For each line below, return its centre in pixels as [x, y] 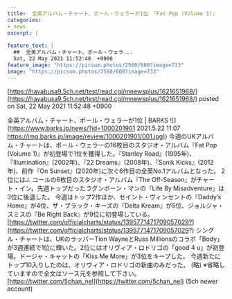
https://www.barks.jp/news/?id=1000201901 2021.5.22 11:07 [95, 128]
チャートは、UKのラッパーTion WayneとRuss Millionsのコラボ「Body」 [121, 239]
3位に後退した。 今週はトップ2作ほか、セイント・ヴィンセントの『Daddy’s [114, 197]
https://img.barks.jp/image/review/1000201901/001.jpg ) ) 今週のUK [101, 136]
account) [20, 289]
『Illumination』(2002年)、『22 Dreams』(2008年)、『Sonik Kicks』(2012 [110, 162]
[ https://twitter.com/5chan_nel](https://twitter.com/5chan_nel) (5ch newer [113, 281]
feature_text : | [30, 46]
